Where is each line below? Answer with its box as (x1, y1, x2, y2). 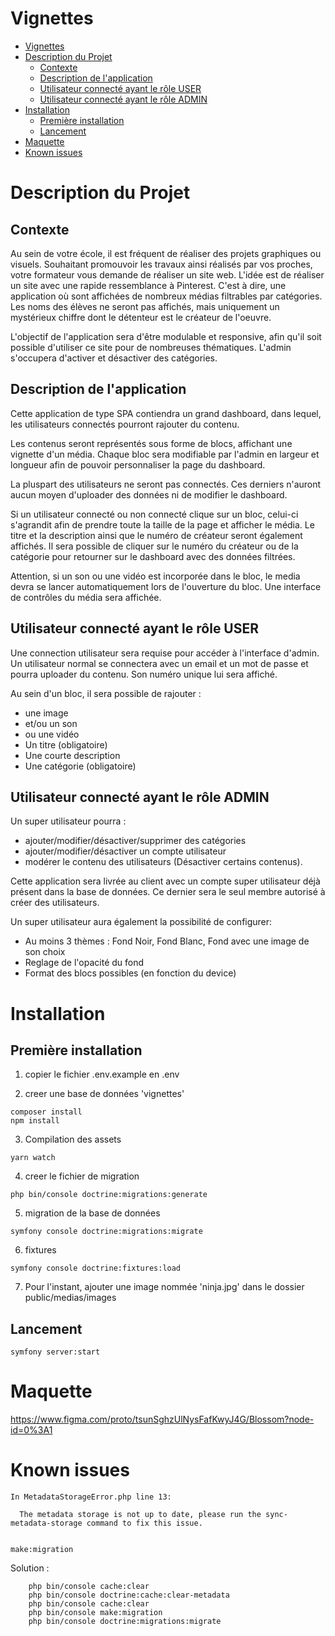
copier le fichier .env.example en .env (24, 1068, 180, 1081)
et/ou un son (24, 717, 78, 729)
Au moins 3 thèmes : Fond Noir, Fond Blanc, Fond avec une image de (24, 935, 310, 947)
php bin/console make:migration (28, 1608, 163, 1618)
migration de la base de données (24, 1207, 161, 1219)
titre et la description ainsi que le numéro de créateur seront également (10, 529, 303, 541)
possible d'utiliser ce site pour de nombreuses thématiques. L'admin (10, 341, 292, 353)
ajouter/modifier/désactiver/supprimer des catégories (24, 835, 247, 847)
